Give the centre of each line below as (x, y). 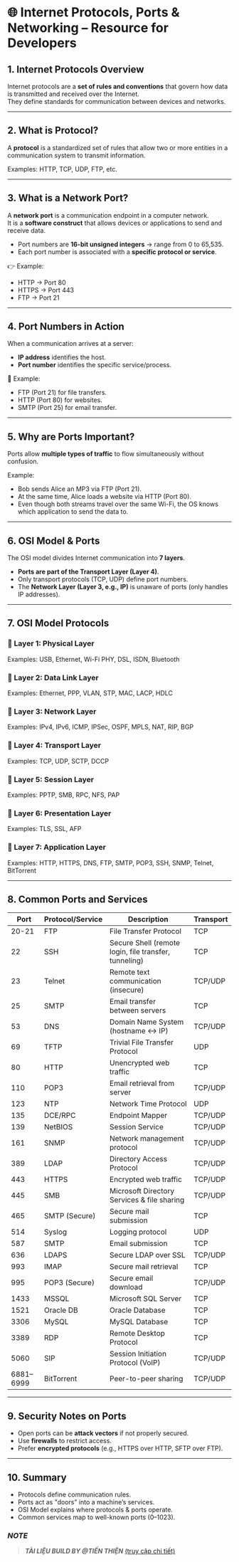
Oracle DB (61, 1310)
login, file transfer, (140, 952)
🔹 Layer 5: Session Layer (51, 779)
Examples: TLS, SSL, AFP (44, 829)
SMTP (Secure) (70, 1216)
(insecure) (127, 990)
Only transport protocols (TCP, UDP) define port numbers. (103, 579)
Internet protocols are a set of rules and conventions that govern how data (118, 86)
